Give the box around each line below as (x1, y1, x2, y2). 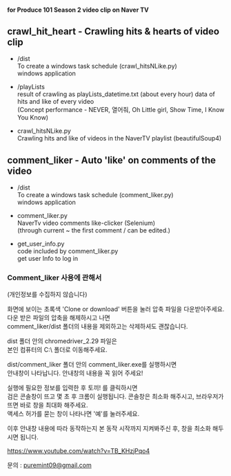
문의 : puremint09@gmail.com (7, 461, 92, 469)
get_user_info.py (17, 239, 65, 248)
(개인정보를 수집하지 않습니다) (7, 290, 88, 298)
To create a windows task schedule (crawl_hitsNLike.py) (17, 62, 177, 71)
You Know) (17, 113, 49, 122)
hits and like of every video (17, 98, 94, 106)
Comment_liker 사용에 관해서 (7, 273, 102, 283)
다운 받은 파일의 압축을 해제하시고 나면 (7, 313, 110, 322)
